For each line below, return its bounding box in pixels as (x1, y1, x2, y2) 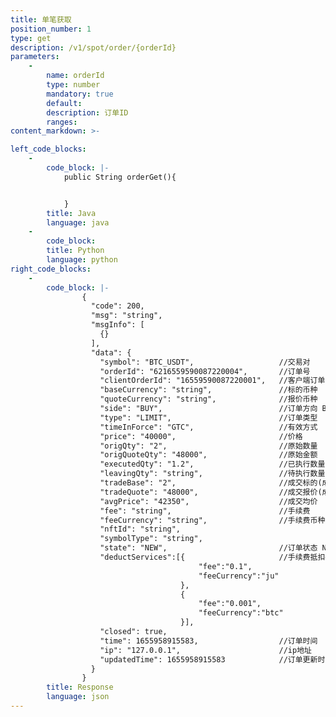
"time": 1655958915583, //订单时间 (99, 636, 318, 646)
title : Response (46, 682, 114, 693)
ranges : (46, 117, 78, 127)
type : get (10, 33, 52, 43)
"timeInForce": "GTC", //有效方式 (99, 422, 318, 432)
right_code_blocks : (10, 264, 92, 274)
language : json (46, 692, 110, 702)
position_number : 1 (10, 24, 92, 34)
